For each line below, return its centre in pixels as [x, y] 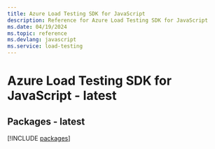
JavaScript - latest [62, 96]
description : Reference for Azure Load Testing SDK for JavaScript [108, 20]
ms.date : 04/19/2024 [37, 27]
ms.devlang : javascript [42, 40]
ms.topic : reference [37, 33]
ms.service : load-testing [45, 46]
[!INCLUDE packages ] [39, 138]
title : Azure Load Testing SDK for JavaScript [76, 14]
